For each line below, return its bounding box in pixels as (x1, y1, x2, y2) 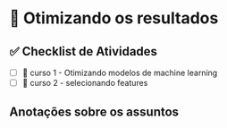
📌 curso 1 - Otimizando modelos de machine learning (21, 67, 218, 78)
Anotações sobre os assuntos (9, 104, 180, 119)
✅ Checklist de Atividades (9, 44, 158, 59)
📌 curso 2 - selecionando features (21, 78, 148, 89)
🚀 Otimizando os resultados (9, 8, 219, 29)
